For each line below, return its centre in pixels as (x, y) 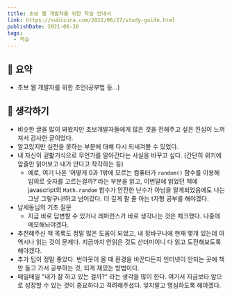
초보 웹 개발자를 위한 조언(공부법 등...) (68, 87)
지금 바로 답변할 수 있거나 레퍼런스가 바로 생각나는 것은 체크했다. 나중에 (124, 216)
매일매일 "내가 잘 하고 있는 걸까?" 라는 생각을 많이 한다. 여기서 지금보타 (113, 276)
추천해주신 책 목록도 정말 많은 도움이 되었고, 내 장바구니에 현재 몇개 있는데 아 (121, 233)
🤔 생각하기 (28, 111)
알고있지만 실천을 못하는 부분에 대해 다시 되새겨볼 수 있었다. (98, 146)
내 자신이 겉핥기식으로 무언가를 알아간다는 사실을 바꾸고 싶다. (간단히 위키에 (119, 155)
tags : (15, 33)
